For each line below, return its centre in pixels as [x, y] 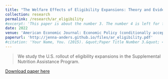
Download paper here [27, 71]
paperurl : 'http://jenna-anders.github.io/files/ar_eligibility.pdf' [79, 38]
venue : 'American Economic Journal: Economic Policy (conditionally [78, 33]
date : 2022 [16, 28]
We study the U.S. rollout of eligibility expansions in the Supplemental [89, 56]
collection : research [28, 14]
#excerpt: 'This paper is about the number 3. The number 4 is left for [82, 24]
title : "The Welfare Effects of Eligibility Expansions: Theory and [78, 10]
